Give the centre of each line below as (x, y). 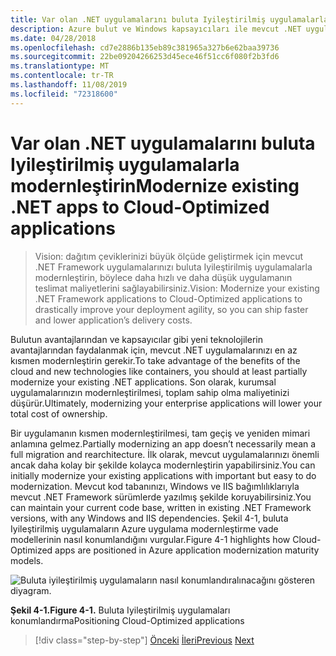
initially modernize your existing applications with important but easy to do (163, 475)
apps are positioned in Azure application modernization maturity (187, 550)
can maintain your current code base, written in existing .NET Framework (161, 507)
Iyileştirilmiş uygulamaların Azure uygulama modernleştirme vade (144, 528)
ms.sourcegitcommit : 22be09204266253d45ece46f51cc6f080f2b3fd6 (145, 57)
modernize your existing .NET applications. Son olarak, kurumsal (143, 382)
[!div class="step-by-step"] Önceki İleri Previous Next (144, 640)
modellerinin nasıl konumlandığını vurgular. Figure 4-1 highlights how (150, 539)
